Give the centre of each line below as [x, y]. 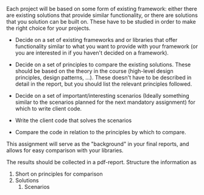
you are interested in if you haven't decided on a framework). [92, 53]
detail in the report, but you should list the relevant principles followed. [104, 84]
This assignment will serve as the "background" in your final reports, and [98, 144]
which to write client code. [48, 108]
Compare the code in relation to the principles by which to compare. [100, 132]
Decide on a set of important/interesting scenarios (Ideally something [102, 96]
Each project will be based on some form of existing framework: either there [102, 9]
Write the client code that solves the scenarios [73, 120]
